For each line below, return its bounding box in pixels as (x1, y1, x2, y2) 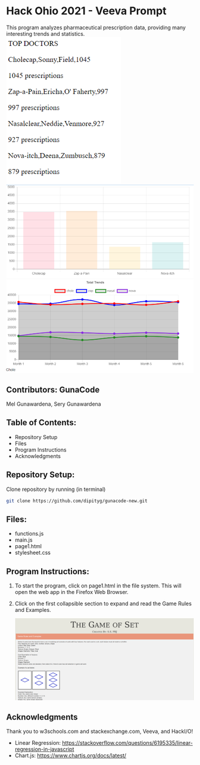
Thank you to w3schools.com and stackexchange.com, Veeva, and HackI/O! (6, 727, 193, 735)
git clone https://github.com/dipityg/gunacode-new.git (6, 497, 148, 504)
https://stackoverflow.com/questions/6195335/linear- (62, 739, 193, 746)
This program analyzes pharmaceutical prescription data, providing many (6, 24, 186, 31)
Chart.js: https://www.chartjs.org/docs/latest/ (14, 752, 127, 759)
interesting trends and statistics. (6, 30, 85, 37)
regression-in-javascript (14, 745, 74, 752)
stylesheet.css (14, 549, 51, 556)
